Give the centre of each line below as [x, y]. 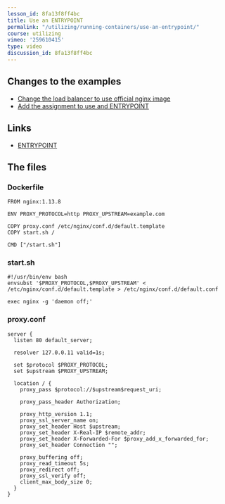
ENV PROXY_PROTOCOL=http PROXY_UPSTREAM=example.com [86, 214]
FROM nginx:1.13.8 [34, 202]
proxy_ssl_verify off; [53, 476]
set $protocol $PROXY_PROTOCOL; [61, 365]
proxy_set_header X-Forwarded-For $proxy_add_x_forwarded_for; [115, 439]
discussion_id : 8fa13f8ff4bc [50, 53]
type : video [25, 46]
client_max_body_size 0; [56, 482]
